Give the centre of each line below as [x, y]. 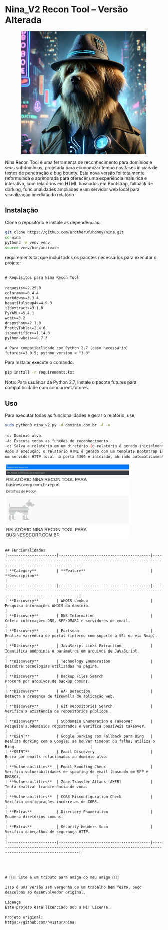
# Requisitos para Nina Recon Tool [42, 278]
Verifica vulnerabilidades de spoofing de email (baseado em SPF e [77, 772]
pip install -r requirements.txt [40, 373]
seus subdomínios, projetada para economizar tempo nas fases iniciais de [81, 167]
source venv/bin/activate [32, 248]
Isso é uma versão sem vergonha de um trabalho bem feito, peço [73, 887]
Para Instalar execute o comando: [40, 362]
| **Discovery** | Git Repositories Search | [79, 706]
